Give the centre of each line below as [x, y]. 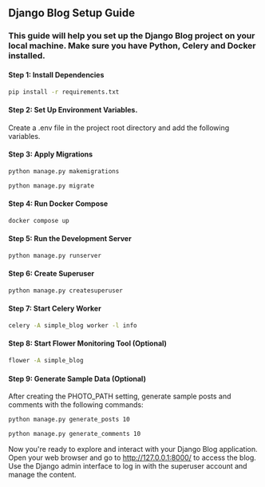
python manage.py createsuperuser [66, 291]
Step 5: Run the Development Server [70, 239]
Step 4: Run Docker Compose [58, 204]
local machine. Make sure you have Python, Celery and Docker [132, 46]
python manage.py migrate [51, 186]
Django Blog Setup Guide [72, 13]
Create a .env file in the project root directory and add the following [119, 128]
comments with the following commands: [76, 405]
